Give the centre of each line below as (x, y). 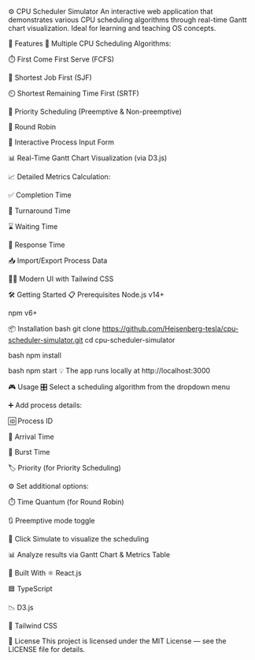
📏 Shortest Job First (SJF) (50, 77)
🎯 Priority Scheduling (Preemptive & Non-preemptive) (95, 111)
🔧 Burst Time (29, 452)
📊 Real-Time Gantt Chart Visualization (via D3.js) (88, 158)
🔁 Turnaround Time (39, 211)
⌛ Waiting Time (33, 227)
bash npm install (35, 355)
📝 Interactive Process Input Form (61, 142)
